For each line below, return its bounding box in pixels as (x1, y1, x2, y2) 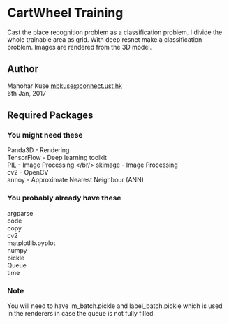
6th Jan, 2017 (7, 89, 47, 97)
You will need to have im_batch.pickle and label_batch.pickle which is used (7, 302, 223, 310)
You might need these (7, 131, 83, 140)
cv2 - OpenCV (7, 168, 49, 177)
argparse (7, 209, 34, 217)
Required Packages (7, 110, 94, 121)
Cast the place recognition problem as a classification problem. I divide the (7, 28, 223, 36)
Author (7, 63, 38, 75)
